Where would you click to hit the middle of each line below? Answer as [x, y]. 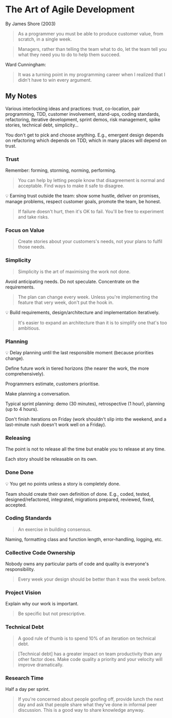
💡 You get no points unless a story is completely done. [63, 483]
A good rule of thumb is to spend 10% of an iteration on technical [87, 638]
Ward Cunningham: [26, 64]
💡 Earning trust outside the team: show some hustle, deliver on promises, [83, 196]
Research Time [24, 678]
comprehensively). [25, 373]
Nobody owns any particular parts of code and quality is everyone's [77, 564]
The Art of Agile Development [70, 10]
